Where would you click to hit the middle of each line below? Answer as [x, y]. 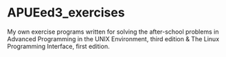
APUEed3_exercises [66, 13]
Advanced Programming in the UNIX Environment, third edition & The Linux [113, 38]
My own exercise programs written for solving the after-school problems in [113, 32]
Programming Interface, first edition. [58, 46]
